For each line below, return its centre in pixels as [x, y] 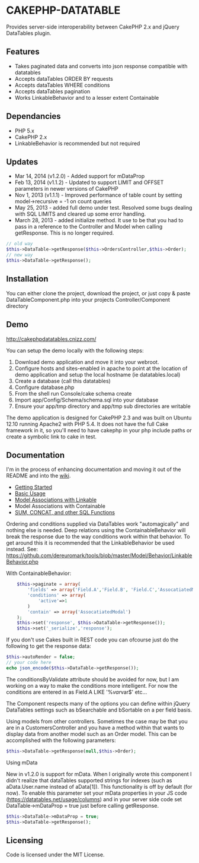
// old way [20, 244]
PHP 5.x [24, 131]
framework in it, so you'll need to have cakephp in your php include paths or [99, 430]
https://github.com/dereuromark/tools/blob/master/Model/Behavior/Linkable [99, 555]
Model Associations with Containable [60, 506]
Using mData [22, 762]
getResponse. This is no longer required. [64, 233]
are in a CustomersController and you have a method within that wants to [95, 728]
